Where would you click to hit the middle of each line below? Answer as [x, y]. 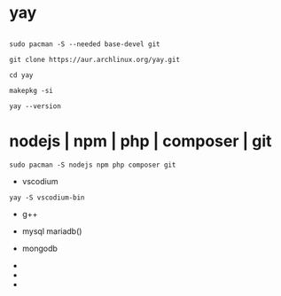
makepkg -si [31, 90]
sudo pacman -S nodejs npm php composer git [93, 165]
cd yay [21, 75]
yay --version [35, 106]
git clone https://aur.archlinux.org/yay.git [94, 59]
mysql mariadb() [52, 231]
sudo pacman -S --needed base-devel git [85, 44]
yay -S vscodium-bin [47, 198]
